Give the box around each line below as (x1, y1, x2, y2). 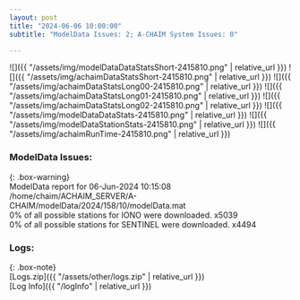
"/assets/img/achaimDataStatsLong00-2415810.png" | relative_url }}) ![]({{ (9, 81, 283, 92)
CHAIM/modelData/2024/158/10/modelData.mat (9, 200, 186, 210)
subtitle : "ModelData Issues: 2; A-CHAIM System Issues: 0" (9, 30, 239, 39)
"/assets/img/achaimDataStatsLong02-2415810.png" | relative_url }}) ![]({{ (9, 100, 282, 111)
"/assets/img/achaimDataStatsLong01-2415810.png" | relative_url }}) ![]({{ (9, 90, 281, 101)
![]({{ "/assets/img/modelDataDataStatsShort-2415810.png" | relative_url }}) (9, 62, 287, 73)
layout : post (9, 13, 58, 22)
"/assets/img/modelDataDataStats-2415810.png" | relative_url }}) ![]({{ (9, 109, 267, 121)
